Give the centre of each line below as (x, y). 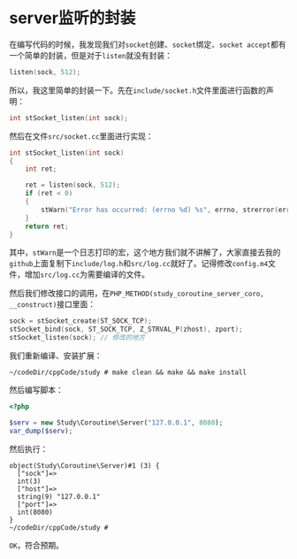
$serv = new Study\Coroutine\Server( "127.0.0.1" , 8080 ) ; (116, 422)
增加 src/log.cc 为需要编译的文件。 (87, 274)
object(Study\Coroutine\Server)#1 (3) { (85, 465)
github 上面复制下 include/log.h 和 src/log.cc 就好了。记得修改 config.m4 (139, 264)
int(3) (29, 481)
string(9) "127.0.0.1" (59, 496)
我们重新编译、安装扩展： (56, 356)
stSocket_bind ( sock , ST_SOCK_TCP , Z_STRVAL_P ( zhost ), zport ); (126, 329)
